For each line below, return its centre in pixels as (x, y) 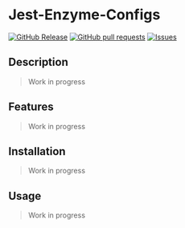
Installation (37, 151)
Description (38, 62)
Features (31, 107)
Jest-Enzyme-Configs (84, 15)
